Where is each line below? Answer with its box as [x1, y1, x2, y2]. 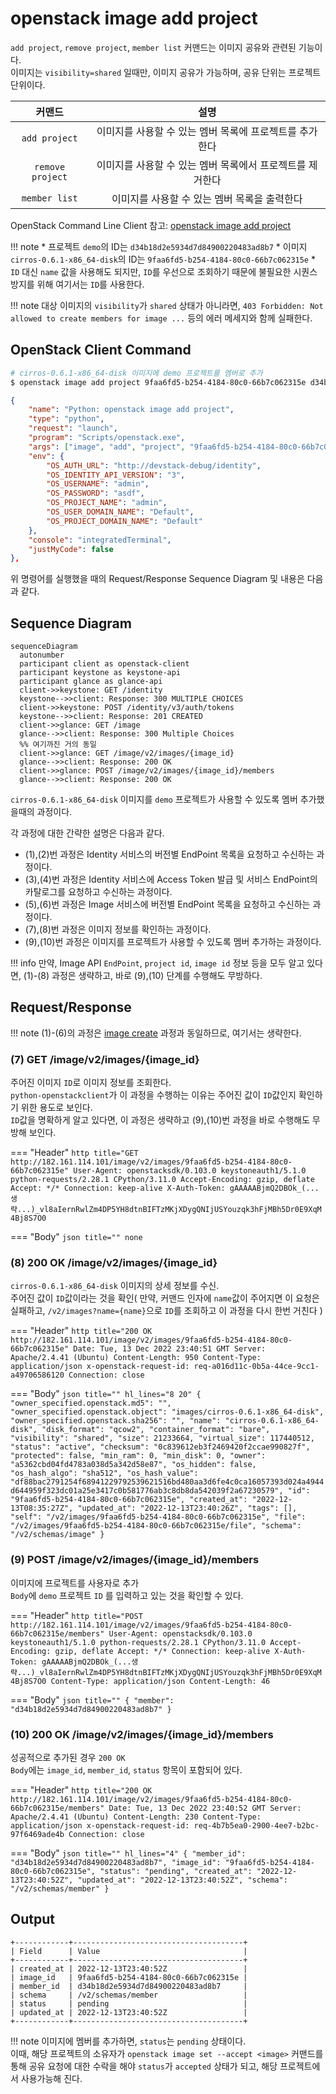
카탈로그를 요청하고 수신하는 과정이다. [24, 886, 173, 898]
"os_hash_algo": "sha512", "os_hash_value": [10, 1468, 199, 1479]
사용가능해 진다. [20, 2072, 83, 2084]
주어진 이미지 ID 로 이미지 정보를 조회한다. [10, 1077, 172, 1089]
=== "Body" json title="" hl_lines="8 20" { [10, 1388, 202, 1400]
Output [10, 1911, 55, 1928]
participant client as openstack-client [19, 659, 190, 669]
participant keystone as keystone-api [19, 668, 182, 678]
